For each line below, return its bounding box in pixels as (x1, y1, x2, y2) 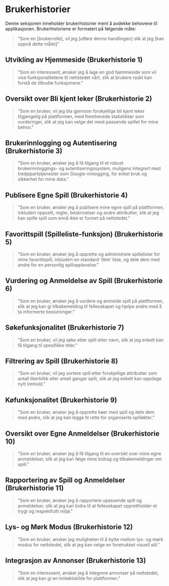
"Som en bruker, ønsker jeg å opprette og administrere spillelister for (17, 251, 160, 257)
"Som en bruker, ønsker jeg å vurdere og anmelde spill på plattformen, (17, 298, 164, 304)
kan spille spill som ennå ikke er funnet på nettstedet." (17, 215, 130, 221)
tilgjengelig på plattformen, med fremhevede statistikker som (17, 113, 144, 120)
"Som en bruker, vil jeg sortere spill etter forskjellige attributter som (17, 370, 157, 376)
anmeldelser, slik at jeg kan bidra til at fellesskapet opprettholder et (17, 502, 157, 509)
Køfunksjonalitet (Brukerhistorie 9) (5, 396, 118, 404)
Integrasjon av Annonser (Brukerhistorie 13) (5, 556, 146, 565)
